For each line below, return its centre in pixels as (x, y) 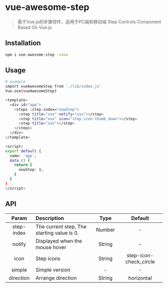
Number (105, 229)
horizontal (140, 278)
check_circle (140, 261)
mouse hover (51, 247)
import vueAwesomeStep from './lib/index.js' (53, 87)
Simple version (53, 269)
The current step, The (61, 226)
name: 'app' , (23, 156)
